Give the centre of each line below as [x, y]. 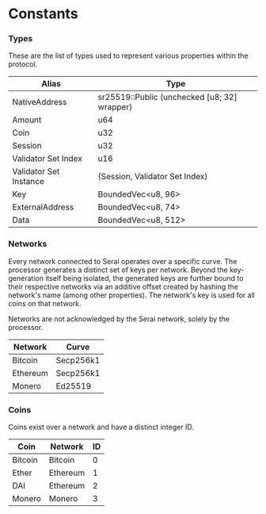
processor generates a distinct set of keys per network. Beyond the [118, 270]
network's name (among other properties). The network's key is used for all [131, 295]
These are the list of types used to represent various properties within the [128, 56]
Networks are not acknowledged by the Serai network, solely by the [119, 319]
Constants [43, 14]
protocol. [23, 64]
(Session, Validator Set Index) [153, 177]
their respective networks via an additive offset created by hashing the [123, 286]
